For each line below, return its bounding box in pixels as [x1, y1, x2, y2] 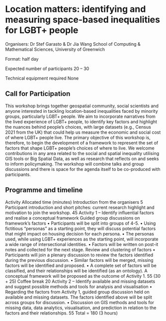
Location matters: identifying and [5, 3, 146, 15]
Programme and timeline [5, 186, 83, 194]
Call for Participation [5, 89, 71, 98]
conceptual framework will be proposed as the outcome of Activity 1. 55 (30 [5, 273, 161, 279]
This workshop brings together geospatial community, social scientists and [5, 103, 159, 109]
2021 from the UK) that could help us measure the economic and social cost [5, 129, 161, 135]
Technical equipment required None [5, 75, 79, 81]
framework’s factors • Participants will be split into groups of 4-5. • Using [5, 220, 156, 226]
